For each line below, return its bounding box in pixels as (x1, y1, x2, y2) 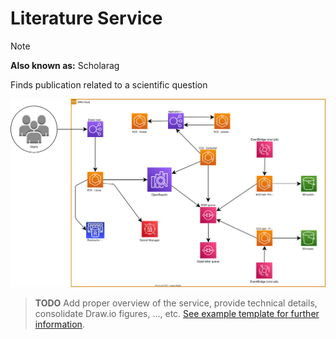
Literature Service (10, 7, 163, 30)
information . (34, 318, 85, 330)
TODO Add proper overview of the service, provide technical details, (34, 297, 318, 309)
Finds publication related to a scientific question (10, 78, 208, 91)
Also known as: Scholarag (10, 59, 120, 71)
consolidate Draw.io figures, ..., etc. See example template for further (34, 307, 320, 319)
